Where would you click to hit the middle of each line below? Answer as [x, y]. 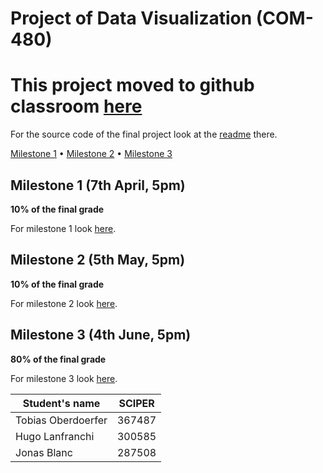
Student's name [61, 403]
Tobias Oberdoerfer [61, 420]
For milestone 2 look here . [64, 303]
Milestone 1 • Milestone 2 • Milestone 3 [91, 154]
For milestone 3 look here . [64, 378]
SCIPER [136, 403]
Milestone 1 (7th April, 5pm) [98, 185]
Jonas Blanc [44, 452]
